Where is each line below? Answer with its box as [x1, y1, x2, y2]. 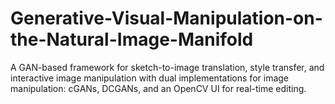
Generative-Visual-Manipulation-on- [10, 7, 323, 30]
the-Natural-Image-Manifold [10, 28, 254, 51]
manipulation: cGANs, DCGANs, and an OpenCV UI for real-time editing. [10, 82, 307, 94]
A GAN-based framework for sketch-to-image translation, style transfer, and [10, 61, 325, 73]
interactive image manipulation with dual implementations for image [10, 72, 289, 84]
